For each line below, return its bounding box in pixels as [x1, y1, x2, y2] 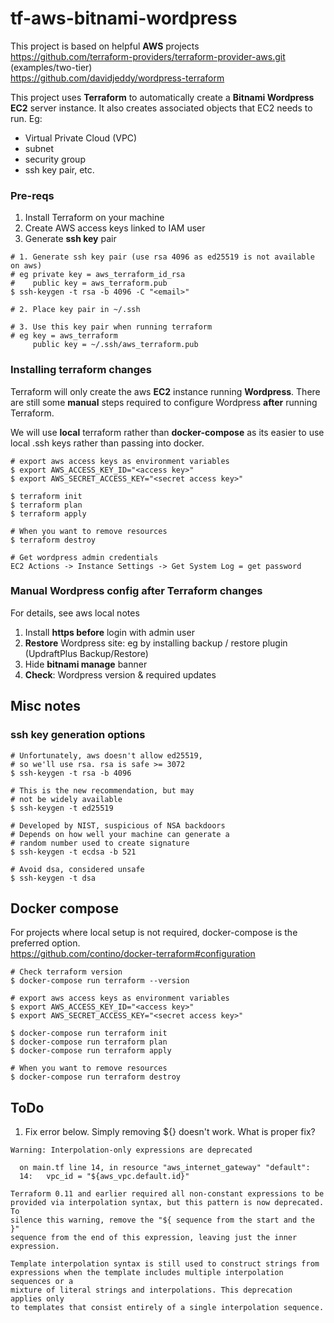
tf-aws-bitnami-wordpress [10, 7, 238, 30]
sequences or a [10, 1277, 74, 1287]
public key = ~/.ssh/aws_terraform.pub [32, 340, 199, 350]
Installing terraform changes [10, 363, 153, 377]
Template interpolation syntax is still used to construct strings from [10, 1259, 320, 1269]
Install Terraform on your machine [24, 212, 165, 224]
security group [24, 153, 86, 165]
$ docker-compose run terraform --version [10, 976, 190, 986]
